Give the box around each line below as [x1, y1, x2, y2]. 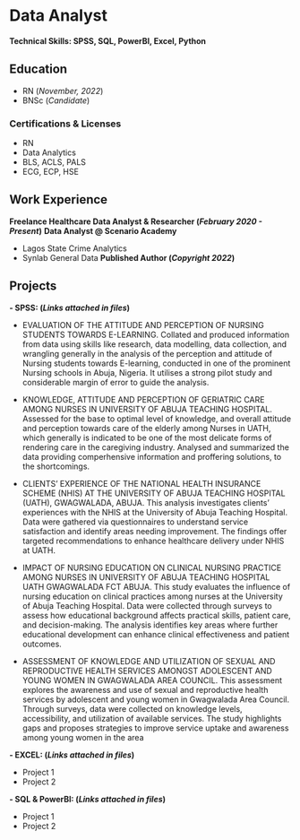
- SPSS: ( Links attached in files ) [9, 302, 131, 313]
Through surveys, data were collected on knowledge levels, [21, 703, 244, 714]
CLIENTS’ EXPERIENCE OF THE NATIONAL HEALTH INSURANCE [21, 478, 261, 489]
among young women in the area [21, 732, 145, 742]
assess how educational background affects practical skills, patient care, [21, 610, 291, 620]
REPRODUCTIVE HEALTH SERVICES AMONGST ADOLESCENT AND [21, 665, 273, 676]
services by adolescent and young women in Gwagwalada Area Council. [21, 694, 290, 705]
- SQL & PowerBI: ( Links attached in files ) [9, 793, 167, 804]
